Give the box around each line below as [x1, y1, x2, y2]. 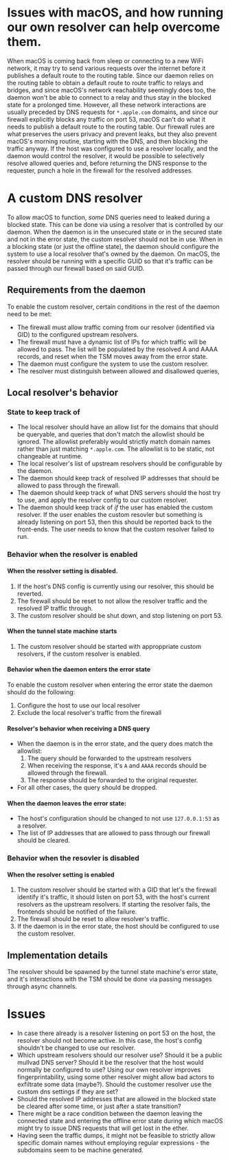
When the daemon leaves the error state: [7, 799, 127, 807]
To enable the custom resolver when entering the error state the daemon [7, 681, 213, 689]
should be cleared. [16, 837, 71, 845]
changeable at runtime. [16, 452, 83, 461]
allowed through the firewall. [27, 769, 108, 777]
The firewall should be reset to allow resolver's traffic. [16, 915, 170, 923]
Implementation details [7, 949, 108, 961]
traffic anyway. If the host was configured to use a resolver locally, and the [7, 144, 218, 153]
